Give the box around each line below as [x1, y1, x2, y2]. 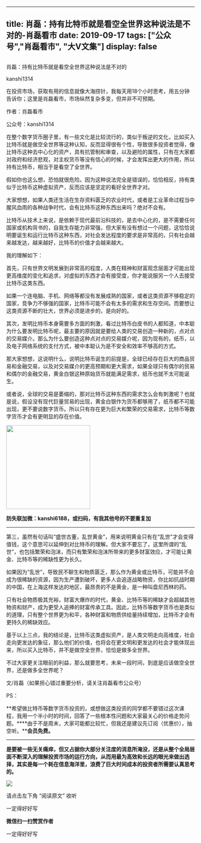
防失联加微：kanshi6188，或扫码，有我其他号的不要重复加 [6, 514, 151, 522]
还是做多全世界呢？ [16, 666, 64, 673]
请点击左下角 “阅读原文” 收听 [6, 792, 77, 799]
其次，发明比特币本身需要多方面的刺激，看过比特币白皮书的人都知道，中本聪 [6, 320, 195, 327]
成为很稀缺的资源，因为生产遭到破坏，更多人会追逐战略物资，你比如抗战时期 [6, 576, 195, 583]
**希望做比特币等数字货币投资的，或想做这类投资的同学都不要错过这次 [6, 704, 179, 712]
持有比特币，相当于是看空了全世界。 [6, 163, 96, 170]
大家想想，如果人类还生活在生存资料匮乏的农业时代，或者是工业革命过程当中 [6, 196, 195, 203]
